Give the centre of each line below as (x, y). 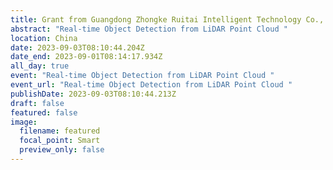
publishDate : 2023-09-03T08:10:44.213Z (93, 94)
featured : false (44, 112)
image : (24, 122)
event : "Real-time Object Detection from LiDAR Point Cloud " (142, 76)
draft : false (37, 103)
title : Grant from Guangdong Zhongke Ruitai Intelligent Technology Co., (167, 19)
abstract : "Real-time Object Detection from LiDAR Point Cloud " (149, 29)
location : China (44, 38)
